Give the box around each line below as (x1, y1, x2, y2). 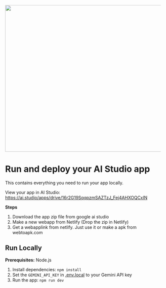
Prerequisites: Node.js (5, 257, 52, 263)
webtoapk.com (12, 229, 43, 235)
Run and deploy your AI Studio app (5, 164, 150, 175)
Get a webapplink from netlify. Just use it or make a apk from (12, 224, 137, 230)
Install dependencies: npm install (12, 266, 82, 272)
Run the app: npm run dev (12, 277, 64, 283)
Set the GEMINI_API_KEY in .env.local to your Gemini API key (12, 272, 132, 278)
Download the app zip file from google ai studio (12, 213, 109, 219)
